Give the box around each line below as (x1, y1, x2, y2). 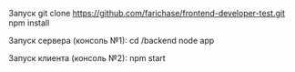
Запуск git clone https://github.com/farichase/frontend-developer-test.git (8, 8, 286, 18)
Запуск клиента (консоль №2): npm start (8, 53, 166, 63)
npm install (8, 17, 50, 28)
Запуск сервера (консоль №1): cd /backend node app (8, 36, 215, 46)
